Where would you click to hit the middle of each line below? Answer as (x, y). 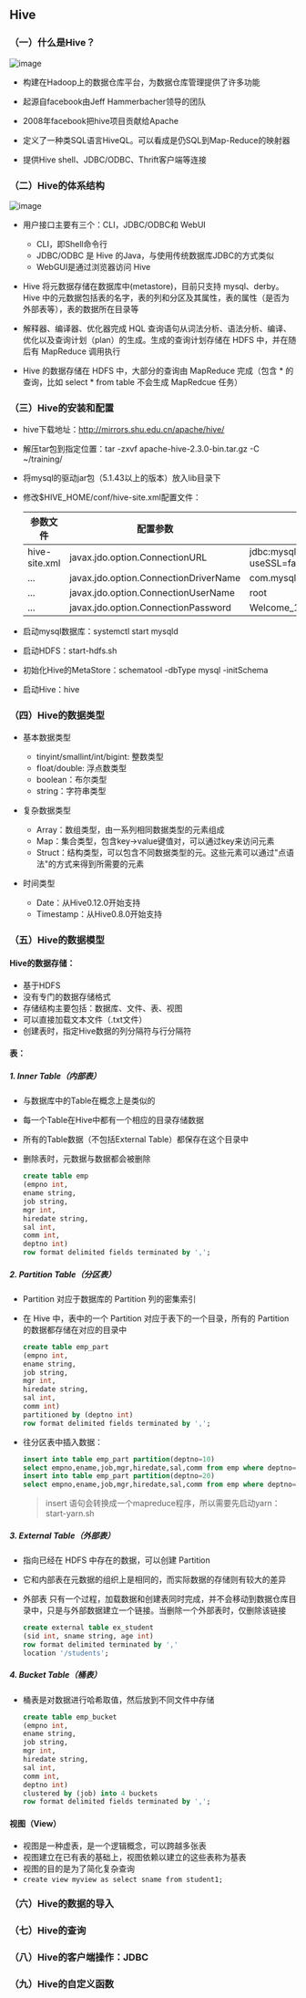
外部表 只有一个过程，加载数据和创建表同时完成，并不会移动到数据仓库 (155, 1599)
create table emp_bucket (70, 1717)
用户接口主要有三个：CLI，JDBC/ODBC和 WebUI (114, 224)
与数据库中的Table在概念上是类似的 (89, 1101)
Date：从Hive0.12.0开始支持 (88, 902)
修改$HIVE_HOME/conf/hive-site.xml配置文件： (112, 497)
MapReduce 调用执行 (81, 351)
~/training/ (42, 459)
